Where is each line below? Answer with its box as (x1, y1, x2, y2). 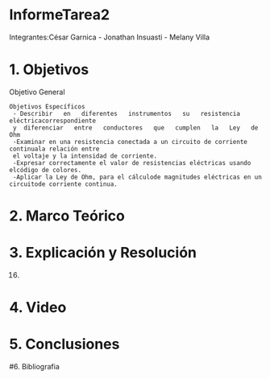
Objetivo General (9, 87, 65, 97)
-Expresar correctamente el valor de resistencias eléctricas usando (12, 159, 251, 167)
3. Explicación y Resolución (9, 244, 197, 262)
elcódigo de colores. (9, 166, 82, 174)
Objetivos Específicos (9, 102, 85, 110)
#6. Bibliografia (9, 362, 60, 372)
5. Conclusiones (9, 336, 120, 353)
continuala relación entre (9, 145, 100, 153)
